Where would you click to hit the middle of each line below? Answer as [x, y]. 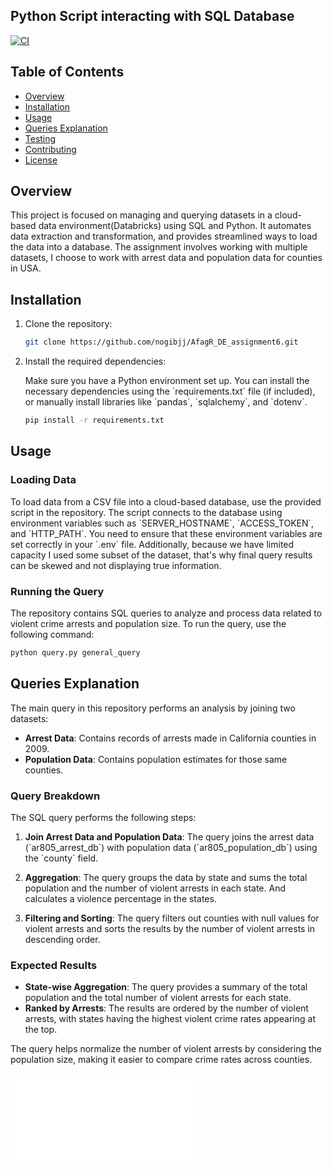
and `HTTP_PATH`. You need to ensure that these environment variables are [166, 533]
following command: [52, 634]
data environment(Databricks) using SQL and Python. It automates [175, 226]
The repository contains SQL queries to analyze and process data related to [166, 613]
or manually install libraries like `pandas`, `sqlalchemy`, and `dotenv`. [166, 402]
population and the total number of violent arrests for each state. [158, 998]
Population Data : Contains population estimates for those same [156, 759]
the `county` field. [61, 858]
